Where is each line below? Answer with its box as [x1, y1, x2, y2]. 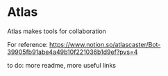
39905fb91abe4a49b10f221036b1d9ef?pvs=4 [7, 48, 138, 56]
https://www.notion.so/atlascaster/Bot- [49, 40, 161, 48]
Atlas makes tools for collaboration [7, 27, 106, 35]
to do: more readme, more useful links [7, 61, 117, 69]
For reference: [7, 40, 49, 48]
